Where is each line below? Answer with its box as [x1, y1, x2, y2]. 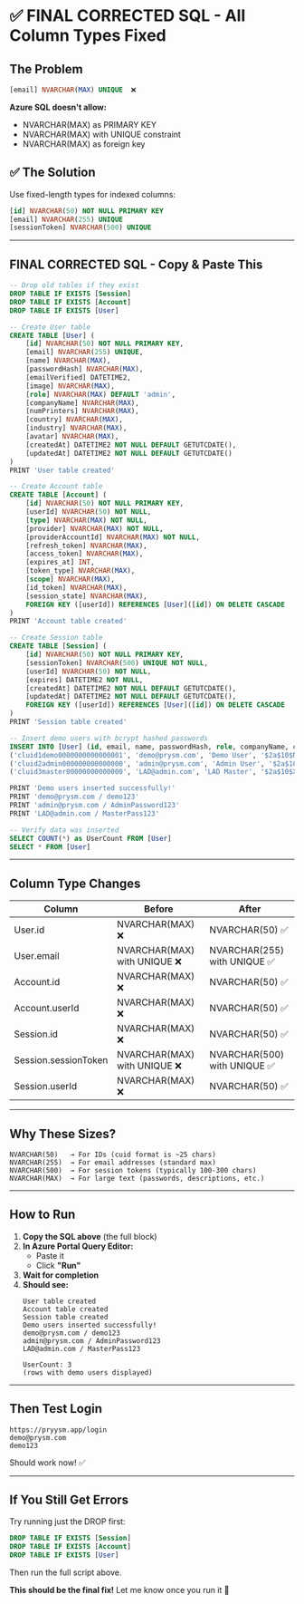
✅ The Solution [9, 165, 97, 180]
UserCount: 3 [22, 1360, 72, 1369]
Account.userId [14, 1002, 80, 1015]
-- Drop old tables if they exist [9, 281, 140, 290]
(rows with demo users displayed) [22, 1367, 153, 1377]
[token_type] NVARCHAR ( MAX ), [25, 566, 136, 575]
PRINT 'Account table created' [9, 617, 128, 626]
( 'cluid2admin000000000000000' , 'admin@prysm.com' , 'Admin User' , [9, 759, 265, 768]
